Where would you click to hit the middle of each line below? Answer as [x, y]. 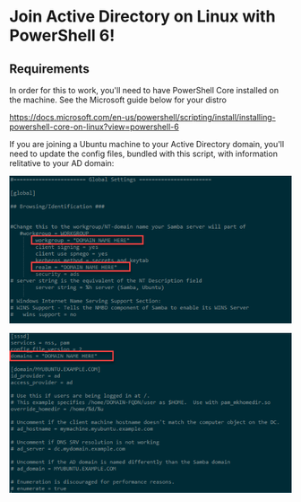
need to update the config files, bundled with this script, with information [143, 154]
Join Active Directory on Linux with [142, 17]
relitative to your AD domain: [62, 163]
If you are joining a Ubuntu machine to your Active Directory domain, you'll [147, 144]
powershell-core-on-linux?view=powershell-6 [94, 127]
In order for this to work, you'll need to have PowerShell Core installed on [144, 90]
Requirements [49, 69]
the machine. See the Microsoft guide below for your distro [118, 100]
